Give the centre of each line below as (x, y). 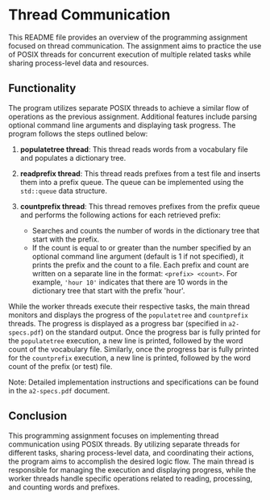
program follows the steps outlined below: (78, 133)
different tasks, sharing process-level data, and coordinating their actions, (131, 452)
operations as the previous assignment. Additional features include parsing (133, 116)
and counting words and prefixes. (64, 487)
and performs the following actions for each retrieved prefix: (120, 215)
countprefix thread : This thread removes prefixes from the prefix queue (140, 206)
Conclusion (38, 416)
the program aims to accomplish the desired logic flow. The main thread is (131, 461)
